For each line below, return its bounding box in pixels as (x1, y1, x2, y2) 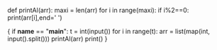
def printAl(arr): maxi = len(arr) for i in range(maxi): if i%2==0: (7, 6, 189, 14)
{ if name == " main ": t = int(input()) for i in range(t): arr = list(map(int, (7, 27, 211, 35)
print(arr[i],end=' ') (7, 13, 62, 22)
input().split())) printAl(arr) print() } (7, 35, 108, 43)
